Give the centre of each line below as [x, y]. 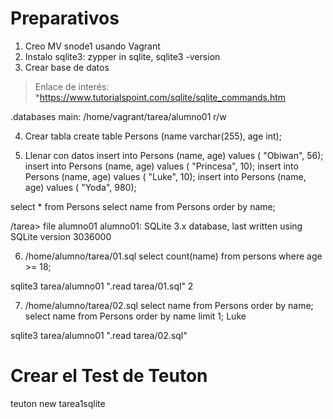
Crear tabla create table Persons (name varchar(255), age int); [153, 136]
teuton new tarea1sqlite [58, 403]
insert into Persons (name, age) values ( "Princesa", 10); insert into [161, 166]
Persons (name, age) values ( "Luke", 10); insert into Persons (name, [165, 176]
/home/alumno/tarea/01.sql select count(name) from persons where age [173, 256]
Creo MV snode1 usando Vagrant [92, 46]
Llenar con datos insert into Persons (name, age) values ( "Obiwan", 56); [174, 155]
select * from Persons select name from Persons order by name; [143, 206]
